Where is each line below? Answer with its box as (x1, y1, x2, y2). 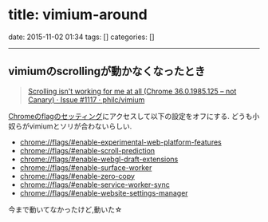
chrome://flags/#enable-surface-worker (19, 162, 152, 172)
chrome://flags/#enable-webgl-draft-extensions (19, 154, 179, 164)
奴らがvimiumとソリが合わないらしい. (8, 121, 132, 131)
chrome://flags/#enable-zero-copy (19, 171, 136, 180)
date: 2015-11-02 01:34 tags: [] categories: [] (8, 32, 155, 42)
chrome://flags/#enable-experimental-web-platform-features (19, 137, 222, 147)
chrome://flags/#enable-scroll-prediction (19, 145, 156, 155)
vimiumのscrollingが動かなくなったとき (8, 65, 206, 78)
